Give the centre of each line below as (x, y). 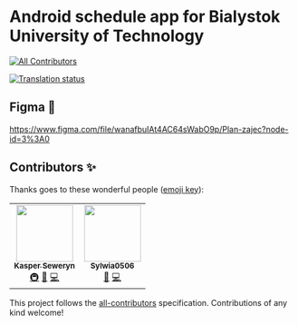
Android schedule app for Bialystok (145, 17)
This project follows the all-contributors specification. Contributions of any (149, 302)
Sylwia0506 (112, 266)
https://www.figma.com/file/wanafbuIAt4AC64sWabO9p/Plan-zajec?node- (149, 129)
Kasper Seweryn (44, 266)
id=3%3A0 (29, 139)
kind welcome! (37, 312)
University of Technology (107, 36)
